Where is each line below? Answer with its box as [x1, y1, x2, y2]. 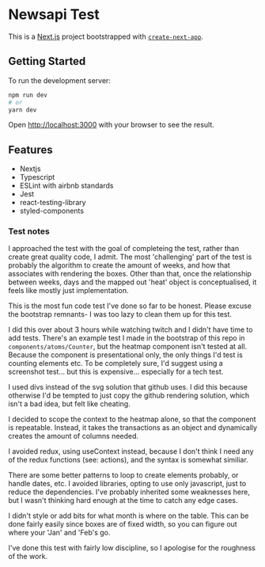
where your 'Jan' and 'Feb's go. [8, 528, 111, 538]
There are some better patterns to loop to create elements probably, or [8, 470, 239, 480]
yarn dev [8, 105, 37, 114]
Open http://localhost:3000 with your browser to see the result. [8, 120, 215, 130]
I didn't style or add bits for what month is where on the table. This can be [8, 511, 249, 520]
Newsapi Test [8, 6, 100, 24]
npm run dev [8, 91, 47, 99]
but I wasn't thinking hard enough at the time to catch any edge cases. [8, 496, 238, 505]
